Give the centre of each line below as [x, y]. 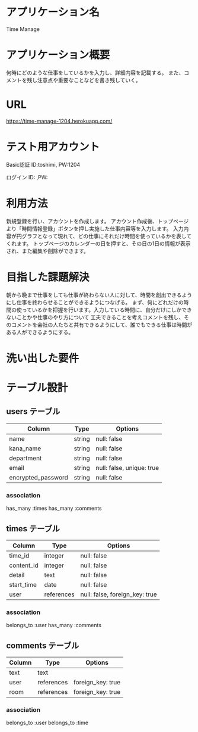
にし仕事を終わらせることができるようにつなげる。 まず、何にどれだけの [95, 302]
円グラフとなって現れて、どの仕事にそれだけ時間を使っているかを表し [101, 236]
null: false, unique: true [127, 468]
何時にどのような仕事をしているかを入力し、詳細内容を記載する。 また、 [95, 73]
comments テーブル [43, 645]
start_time [23, 584]
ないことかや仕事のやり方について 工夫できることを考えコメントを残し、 [95, 317]
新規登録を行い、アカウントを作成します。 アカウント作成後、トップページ [98, 221]
